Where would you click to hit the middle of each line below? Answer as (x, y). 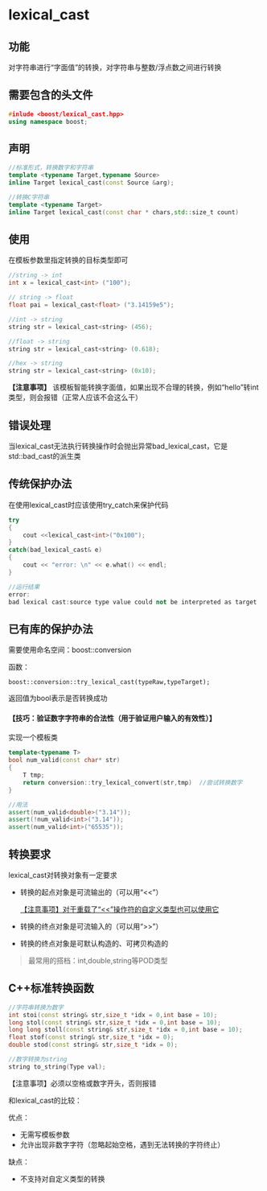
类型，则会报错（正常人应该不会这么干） (75, 398)
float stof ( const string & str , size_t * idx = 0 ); (91, 1037)
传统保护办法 (40, 484)
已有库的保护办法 (51, 629)
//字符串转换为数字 (36, 1008)
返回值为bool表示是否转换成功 (58, 699)
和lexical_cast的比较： (45, 1100)
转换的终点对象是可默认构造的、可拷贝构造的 (94, 944)
